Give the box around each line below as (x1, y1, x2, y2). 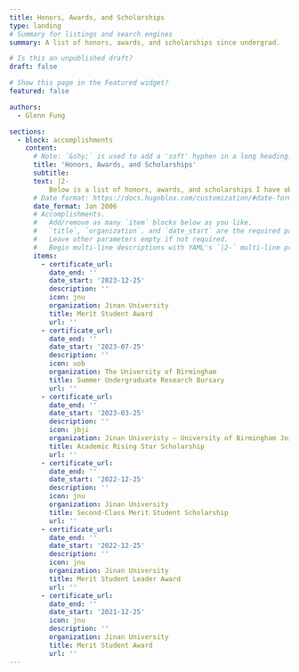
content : (25, 143, 58, 152)
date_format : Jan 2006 (32, 201, 117, 210)
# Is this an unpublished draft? (9, 54, 133, 63)
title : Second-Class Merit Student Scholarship (48, 508, 229, 517)
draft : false (9, 62, 58, 71)
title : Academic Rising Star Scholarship (48, 442, 205, 451)
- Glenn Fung (17, 111, 66, 120)
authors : (9, 102, 42, 111)
